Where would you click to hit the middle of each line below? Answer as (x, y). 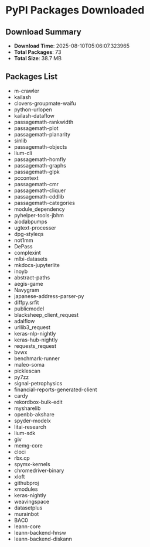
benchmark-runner (37, 358)
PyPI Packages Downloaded (75, 10)
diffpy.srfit (26, 302)
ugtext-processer (35, 228)
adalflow (24, 321)
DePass (23, 246)
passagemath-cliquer (40, 190)
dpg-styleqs (29, 234)
